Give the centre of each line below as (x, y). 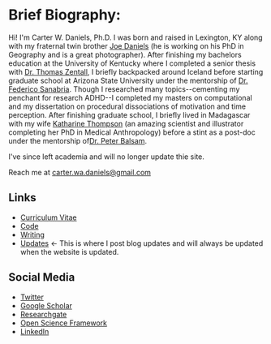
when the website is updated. (69, 252)
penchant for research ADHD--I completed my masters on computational (131, 97)
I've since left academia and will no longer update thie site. (107, 157)
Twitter (32, 297)
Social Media (42, 277)
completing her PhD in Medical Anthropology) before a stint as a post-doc (132, 132)
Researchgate (43, 314)
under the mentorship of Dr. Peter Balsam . (78, 140)
